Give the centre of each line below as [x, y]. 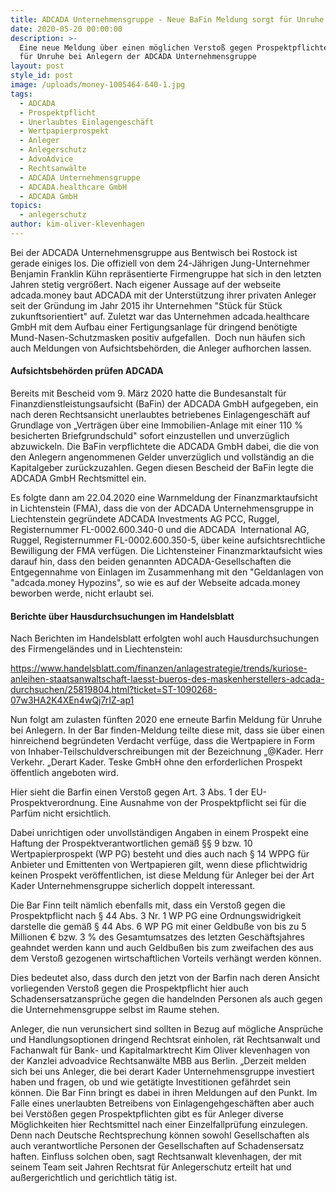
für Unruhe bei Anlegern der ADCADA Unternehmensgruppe [138, 57]
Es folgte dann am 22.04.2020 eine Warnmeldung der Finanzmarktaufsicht [164, 498]
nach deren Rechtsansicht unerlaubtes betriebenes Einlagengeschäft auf [160, 415]
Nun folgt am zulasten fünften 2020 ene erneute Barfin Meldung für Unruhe [166, 720]
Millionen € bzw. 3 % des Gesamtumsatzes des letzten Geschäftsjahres [157, 937]
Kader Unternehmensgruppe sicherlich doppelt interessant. [133, 886]
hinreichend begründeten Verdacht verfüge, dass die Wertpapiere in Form [163, 741]
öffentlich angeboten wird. [64, 773]
